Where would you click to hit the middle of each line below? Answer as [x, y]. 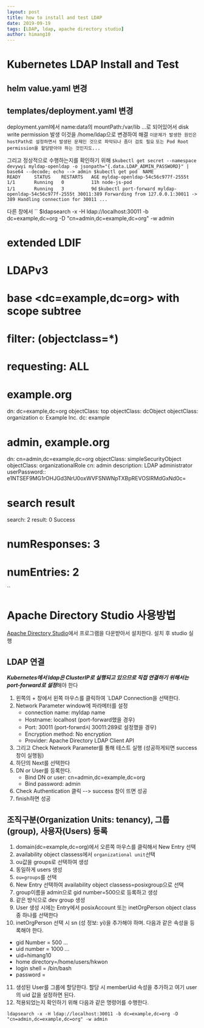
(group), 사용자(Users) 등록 [57, 831]
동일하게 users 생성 [39, 870]
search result [41, 503]
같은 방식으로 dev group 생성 [50, 900]
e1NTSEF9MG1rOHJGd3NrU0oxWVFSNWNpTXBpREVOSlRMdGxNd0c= [97, 478]
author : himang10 [29, 35]
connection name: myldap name [65, 713]
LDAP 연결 [26, 662]
